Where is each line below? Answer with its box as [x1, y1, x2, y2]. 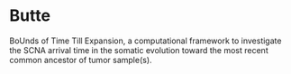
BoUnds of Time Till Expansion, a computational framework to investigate [9, 35, 282, 46]
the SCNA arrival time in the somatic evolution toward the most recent [9, 44, 268, 55]
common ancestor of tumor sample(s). [9, 54, 152, 65]
